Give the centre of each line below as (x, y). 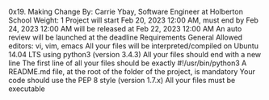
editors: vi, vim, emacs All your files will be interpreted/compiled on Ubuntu (133, 46)
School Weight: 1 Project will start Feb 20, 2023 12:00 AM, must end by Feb (133, 20)
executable (27, 89)
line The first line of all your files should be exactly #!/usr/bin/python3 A (128, 63)
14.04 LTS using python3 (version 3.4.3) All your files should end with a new (134, 54)
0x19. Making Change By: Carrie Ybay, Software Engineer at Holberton (126, 12)
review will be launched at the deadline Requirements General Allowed (126, 37)
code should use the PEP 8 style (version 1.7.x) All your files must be (122, 80)
